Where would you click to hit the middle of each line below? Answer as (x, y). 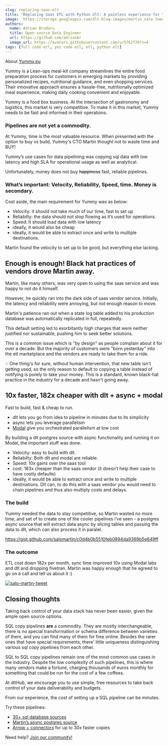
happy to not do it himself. (32, 288)
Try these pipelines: (25, 707)
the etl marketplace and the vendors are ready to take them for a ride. (77, 354)
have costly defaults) (34, 473)
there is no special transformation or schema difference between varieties (81, 631)
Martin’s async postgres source (45, 722)
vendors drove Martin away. (50, 271)
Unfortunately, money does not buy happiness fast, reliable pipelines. (77, 171)
